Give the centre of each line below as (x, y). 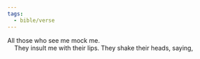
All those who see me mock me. (54, 40)
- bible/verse (34, 20)
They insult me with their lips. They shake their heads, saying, (104, 48)
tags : (15, 14)
